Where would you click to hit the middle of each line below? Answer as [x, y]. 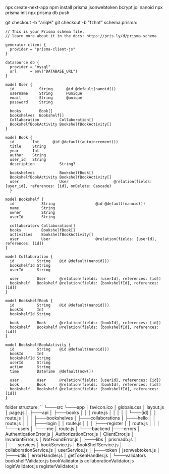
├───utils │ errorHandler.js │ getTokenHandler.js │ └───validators [76, 455]
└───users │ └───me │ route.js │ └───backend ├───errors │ [73, 429]
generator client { [26, 45]
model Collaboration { [29, 257]
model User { [19, 85]
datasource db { [22, 63]
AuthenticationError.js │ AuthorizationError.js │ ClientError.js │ [70, 434]
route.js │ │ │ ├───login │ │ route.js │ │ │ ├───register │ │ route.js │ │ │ [82, 423]
